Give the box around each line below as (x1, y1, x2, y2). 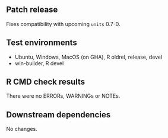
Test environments (6, 38, 77, 48)
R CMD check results (6, 77, 85, 87)
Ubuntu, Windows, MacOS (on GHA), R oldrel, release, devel (14, 53, 163, 60)
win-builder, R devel (14, 59, 64, 67)
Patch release (6, 5, 58, 15)
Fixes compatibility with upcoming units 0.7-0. (6, 20, 121, 27)
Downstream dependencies (6, 110, 111, 120)
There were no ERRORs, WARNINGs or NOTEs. (6, 92, 121, 100)
